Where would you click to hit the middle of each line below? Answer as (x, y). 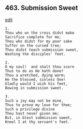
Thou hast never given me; (32, 113)
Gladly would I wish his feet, (36, 84)
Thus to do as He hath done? (34, 71)
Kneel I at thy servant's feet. (37, 122)
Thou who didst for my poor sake (39, 41)
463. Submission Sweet (41, 8)
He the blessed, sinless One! (35, 80)
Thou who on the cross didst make (40, 33)
